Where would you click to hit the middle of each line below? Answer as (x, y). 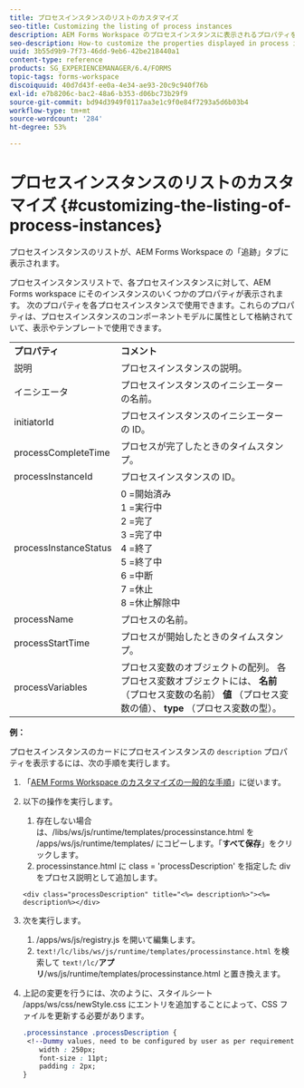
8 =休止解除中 (151, 602)
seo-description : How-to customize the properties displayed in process (149, 43)
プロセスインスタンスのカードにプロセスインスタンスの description (136, 751)
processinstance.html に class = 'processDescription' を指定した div (163, 866)
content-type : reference (56, 60)
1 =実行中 (142, 507)
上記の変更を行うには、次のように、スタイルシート (118, 993)
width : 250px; (68, 1049)
